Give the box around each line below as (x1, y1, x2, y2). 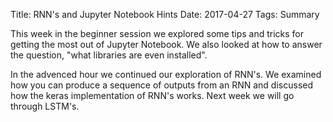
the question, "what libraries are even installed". (10, 49, 208, 61)
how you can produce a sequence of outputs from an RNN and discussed (10, 79, 314, 91)
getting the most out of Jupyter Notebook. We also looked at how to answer (10, 39, 323, 50)
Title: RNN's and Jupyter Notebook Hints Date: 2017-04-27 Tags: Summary (10, 9, 320, 20)
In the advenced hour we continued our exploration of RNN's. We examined (10, 69, 322, 80)
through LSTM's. (10, 100, 80, 112)
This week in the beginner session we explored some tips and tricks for (10, 28, 305, 39)
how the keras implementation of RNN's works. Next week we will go (10, 90, 295, 101)
